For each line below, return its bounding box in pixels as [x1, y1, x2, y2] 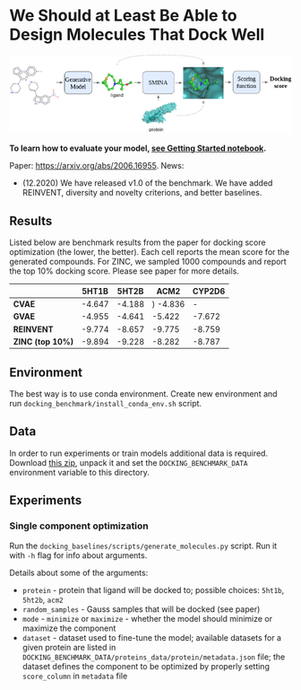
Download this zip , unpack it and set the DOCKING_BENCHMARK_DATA [9, 457, 248, 467]
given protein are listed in [21, 642, 116, 652]
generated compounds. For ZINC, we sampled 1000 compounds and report [9, 257, 287, 267]
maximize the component [21, 623, 116, 633]
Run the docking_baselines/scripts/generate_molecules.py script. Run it [9, 540, 278, 551]
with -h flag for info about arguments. [9, 549, 148, 561]
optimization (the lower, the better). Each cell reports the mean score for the [9, 247, 290, 258]
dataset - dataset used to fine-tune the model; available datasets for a [21, 632, 282, 642]
